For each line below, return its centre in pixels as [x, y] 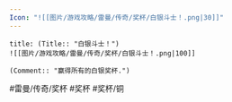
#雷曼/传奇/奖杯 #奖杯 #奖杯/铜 [67, 88]
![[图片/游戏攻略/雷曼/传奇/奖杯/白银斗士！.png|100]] [103, 53]
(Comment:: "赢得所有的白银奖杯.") [70, 71]
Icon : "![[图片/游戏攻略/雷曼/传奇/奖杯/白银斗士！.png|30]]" [117, 17]
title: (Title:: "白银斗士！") [64, 44]
